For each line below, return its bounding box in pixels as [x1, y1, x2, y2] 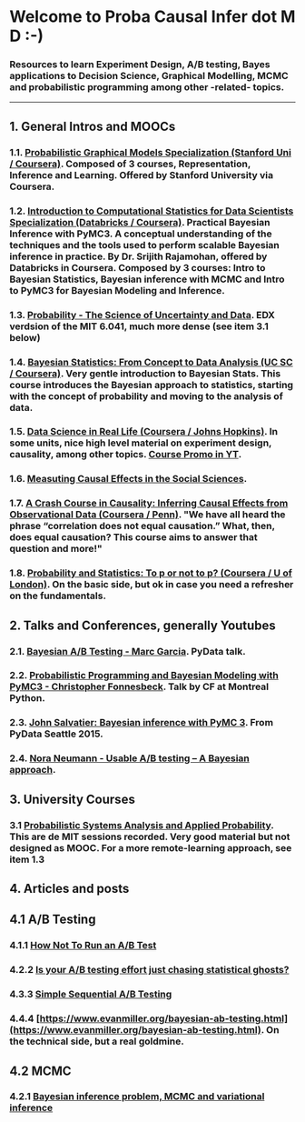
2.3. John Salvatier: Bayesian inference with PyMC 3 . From [9, 716, 274, 729]
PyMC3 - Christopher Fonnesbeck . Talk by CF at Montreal [9, 680, 270, 693]
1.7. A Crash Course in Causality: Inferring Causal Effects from [9, 497, 289, 510]
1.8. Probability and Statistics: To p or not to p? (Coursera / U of [9, 566, 292, 579]
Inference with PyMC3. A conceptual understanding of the [9, 227, 272, 240]
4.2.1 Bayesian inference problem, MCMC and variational [9, 1090, 265, 1103]
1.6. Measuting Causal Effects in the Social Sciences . [9, 473, 248, 486]
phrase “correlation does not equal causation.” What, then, [9, 520, 275, 533]
